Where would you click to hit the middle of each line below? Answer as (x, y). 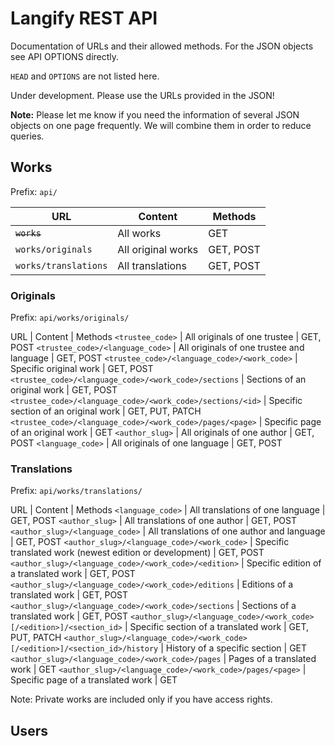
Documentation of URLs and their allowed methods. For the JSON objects (162, 46)
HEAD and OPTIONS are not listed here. (85, 76)
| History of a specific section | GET (234, 648)
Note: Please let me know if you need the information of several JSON (155, 114)
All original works (158, 249)
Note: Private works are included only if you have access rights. (141, 699)
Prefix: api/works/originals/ (70, 318)
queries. (27, 136)
